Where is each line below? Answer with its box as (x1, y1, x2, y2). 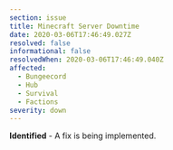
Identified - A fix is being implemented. (9, 130, 157, 141)
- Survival (17, 89, 59, 98)
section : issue (9, 13, 67, 23)
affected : (9, 64, 47, 73)
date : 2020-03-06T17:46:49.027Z (9, 30, 131, 39)
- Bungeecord (17, 72, 67, 81)
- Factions (17, 97, 59, 107)
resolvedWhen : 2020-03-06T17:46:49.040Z (9, 55, 165, 64)
